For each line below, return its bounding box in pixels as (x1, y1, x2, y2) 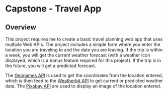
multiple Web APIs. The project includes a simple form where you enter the (5, 41, 160, 47)
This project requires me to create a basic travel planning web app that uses (5, 36, 163, 42)
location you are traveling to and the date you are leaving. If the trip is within (5, 47, 163, 52)
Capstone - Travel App (5, 3, 102, 14)
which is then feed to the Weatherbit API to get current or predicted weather (5, 78, 163, 83)
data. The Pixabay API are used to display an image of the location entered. (5, 83, 161, 89)
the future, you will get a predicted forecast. (5, 63, 97, 68)
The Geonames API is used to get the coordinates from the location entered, (5, 72, 163, 78)
